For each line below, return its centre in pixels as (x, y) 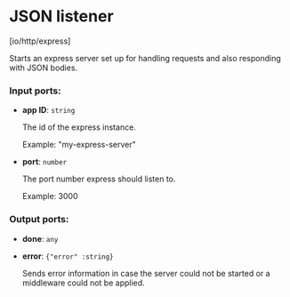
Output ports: (39, 220)
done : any (40, 238)
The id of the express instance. (79, 127)
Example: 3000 (50, 197)
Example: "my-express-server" (79, 145)
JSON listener (61, 16)
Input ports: (35, 91)
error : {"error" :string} (68, 256)
